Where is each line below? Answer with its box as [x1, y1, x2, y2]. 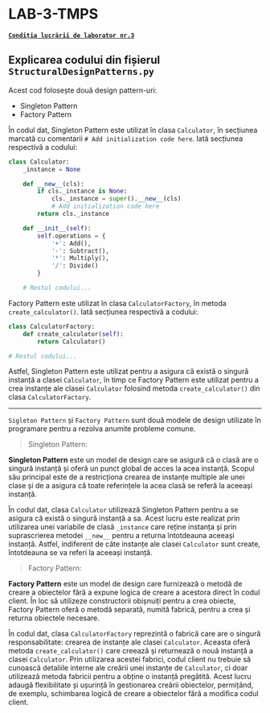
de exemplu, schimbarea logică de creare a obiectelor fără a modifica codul [8, 689, 259, 698]
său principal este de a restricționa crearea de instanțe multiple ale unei [8, 472, 245, 482]
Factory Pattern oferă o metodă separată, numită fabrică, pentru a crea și [8, 605, 251, 615]
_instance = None [22, 165, 81, 173]
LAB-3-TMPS [8, 5, 99, 23]
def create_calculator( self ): [22, 330, 125, 338]
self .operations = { [37, 231, 106, 240]
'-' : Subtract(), [51, 247, 110, 255]
